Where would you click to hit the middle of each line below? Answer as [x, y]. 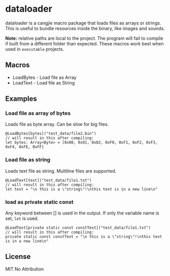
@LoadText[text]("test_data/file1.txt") [49, 180]
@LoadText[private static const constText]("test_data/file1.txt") [78, 228]
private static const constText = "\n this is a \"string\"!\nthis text [84, 237]
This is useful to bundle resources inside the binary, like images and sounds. [85, 28]
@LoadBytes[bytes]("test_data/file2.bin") [51, 134]
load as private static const [39, 202]
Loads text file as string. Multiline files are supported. [61, 171]
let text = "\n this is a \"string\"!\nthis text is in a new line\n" [81, 189]
